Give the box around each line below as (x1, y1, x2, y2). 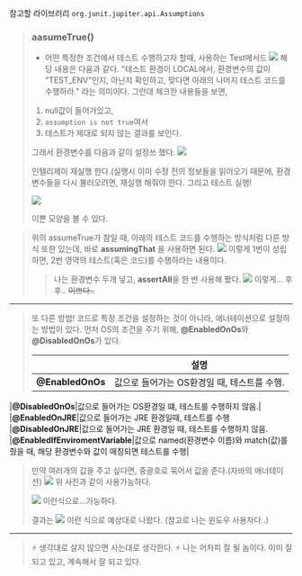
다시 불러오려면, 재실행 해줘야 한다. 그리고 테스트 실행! (62, 177, 253, 188)
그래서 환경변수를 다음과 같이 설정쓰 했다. (31, 147, 176, 157)
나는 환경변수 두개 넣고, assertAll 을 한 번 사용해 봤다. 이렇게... (53, 274, 283, 285)
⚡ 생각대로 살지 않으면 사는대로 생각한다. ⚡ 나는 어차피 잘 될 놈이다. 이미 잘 (31, 543, 293, 553)
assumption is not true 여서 (44, 116, 148, 128)
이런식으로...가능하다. (42, 496, 118, 507)
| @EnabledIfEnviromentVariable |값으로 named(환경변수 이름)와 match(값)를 (9, 435, 289, 445)
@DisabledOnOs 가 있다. (31, 336, 121, 346)
